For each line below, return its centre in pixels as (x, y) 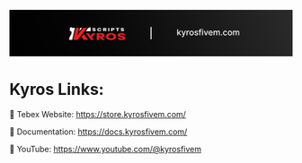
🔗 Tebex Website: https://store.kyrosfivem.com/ (98, 115)
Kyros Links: (57, 90)
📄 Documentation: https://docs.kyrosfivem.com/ (98, 132)
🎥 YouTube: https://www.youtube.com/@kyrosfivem (106, 150)
